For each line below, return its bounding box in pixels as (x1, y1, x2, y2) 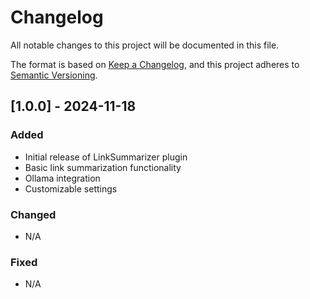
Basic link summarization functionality (24, 161, 182, 173)
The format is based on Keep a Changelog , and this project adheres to (10, 58, 300, 70)
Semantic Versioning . (10, 69, 98, 81)
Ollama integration (24, 172, 101, 184)
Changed (10, 207, 57, 221)
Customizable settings (24, 182, 118, 195)
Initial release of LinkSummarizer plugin (24, 151, 188, 163)
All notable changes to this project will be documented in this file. (10, 39, 280, 51)
